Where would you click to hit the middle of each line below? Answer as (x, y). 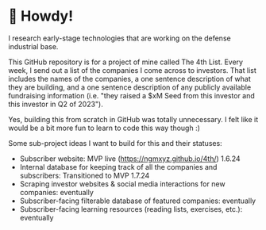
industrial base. (33, 46)
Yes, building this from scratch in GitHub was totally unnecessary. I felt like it (133, 119)
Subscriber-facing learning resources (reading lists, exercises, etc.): (131, 209)
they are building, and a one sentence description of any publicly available (130, 87)
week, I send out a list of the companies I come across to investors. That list (132, 70)
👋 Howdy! (41, 16)
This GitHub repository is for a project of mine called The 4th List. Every (126, 62)
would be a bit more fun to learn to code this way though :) (104, 128)
